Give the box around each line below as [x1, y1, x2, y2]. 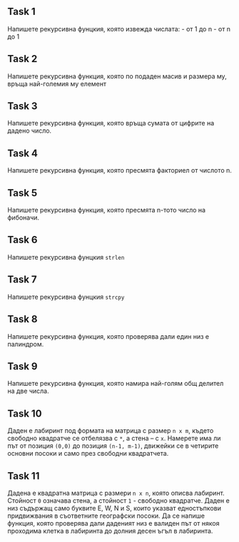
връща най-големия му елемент [7, 79, 107, 88]
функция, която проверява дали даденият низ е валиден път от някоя [7, 518, 220, 527]
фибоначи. [7, 213, 40, 222]
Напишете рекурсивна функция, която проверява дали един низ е [7, 332, 210, 341]
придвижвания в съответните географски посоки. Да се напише [7, 511, 205, 520]
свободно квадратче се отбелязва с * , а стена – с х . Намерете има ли [7, 434, 221, 443]
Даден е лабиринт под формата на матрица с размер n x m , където [7, 426, 214, 435]
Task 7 [7, 274, 37, 286]
